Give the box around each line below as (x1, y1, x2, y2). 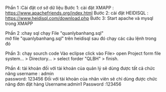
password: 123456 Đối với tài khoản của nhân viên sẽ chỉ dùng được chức (5, 76, 157, 82)
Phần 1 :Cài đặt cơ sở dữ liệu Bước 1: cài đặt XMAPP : (5, 5, 114, 10)
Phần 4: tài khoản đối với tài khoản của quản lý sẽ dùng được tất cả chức (5, 65, 155, 71)
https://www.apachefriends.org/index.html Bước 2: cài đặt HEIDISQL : (5, 10, 148, 16)
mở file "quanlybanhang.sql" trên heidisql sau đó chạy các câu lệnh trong (5, 35, 156, 41)
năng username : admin (5, 71, 54, 77)
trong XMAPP (5, 20, 33, 26)
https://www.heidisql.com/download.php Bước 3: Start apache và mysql (5, 15, 153, 21)
